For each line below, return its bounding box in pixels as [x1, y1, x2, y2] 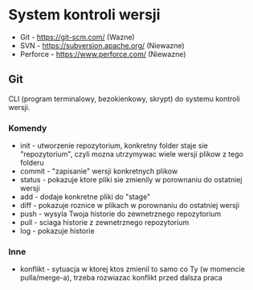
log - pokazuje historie [19, 227, 95, 236]
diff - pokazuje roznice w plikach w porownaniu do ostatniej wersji [19, 201, 239, 210]
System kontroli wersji [8, 6, 161, 24]
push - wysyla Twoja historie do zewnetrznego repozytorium [19, 209, 222, 219]
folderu [19, 158, 44, 168]
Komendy [8, 122, 47, 133]
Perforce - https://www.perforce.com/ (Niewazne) [19, 49, 186, 59]
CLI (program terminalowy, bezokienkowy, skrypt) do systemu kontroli [8, 94, 241, 104]
